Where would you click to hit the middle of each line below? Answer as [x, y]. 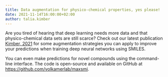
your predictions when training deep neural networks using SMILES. [75, 49]
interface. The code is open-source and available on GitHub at [78, 64]
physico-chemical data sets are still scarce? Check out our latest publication [84, 38]
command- [148, 59]
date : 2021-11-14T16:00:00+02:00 [40, 14]
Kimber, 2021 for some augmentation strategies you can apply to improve [81, 44]
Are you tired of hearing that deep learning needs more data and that [76, 33]
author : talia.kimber [28, 19]
